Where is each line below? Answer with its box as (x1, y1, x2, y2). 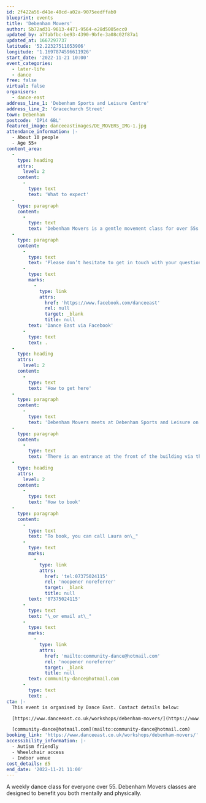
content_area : (6, 145, 43, 152)
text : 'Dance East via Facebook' (28, 322, 114, 329)
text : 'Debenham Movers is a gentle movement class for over (28, 226, 188, 232)
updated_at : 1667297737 (6, 37, 67, 44)
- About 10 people (12, 134, 59, 141)
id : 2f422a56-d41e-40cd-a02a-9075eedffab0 (6, 9, 116, 15)
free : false (6, 77, 37, 83)
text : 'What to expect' (28, 191, 89, 197)
